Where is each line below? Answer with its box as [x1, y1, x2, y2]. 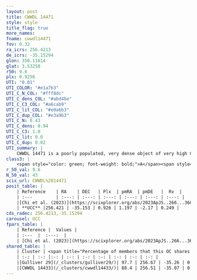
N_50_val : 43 [6, 173, 38, 178]
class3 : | [6, 156, 30, 162]
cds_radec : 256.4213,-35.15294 [6, 211, 83, 217]
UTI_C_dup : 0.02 [6, 139, 46, 146]
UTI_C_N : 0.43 [6, 118, 41, 124]
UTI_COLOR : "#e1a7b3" [6, 85, 59, 91]
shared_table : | [6, 243, 46, 249]
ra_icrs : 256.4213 [6, 47, 51, 53]
